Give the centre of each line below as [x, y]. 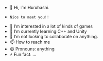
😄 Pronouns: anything [32, 49]
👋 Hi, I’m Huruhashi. [29, 8]
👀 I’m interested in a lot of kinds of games [51, 26]
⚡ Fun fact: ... [23, 54]
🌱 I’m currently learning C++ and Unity [48, 31]
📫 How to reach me [30, 42]
